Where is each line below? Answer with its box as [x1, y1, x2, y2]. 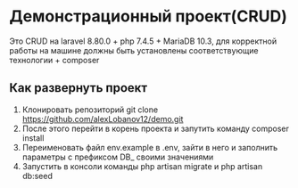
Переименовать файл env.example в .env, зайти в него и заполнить [21, 142, 278, 152]
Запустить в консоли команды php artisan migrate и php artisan [21, 160, 263, 171]
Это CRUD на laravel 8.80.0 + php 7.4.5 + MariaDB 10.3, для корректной [9, 36, 277, 46]
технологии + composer [9, 54, 100, 65]
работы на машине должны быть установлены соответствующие [9, 45, 259, 55]
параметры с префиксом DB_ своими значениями [21, 151, 214, 162]
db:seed [21, 170, 54, 181]
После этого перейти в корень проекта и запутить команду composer [21, 123, 290, 134]
